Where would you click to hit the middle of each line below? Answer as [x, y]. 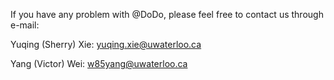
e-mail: [25, 25]
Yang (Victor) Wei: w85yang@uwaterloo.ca [99, 63]
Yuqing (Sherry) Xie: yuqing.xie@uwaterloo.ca [106, 44]
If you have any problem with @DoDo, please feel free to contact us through [167, 14]
